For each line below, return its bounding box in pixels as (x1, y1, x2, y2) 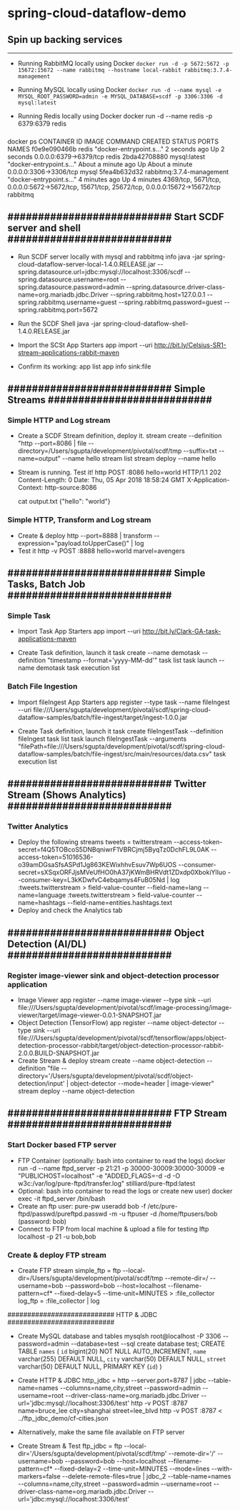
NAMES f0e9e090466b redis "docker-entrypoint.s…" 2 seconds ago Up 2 (7, 144, 225, 153)
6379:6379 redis (17, 119, 66, 128)
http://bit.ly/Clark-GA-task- (142, 627, 221, 636)
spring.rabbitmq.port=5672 (17, 305, 99, 314)
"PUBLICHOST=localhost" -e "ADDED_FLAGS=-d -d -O (17, 1171, 181, 1180)
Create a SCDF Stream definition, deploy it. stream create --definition (17, 431, 222, 440)
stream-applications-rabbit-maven (17, 348, 120, 356)
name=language (17, 891, 66, 899)
